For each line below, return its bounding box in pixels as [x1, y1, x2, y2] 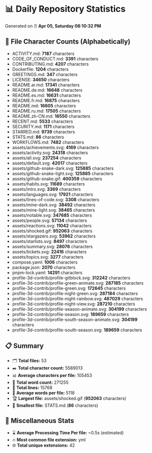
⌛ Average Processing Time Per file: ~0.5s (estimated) [12, 430, 124, 436]
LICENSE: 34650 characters [12, 77, 70, 82]
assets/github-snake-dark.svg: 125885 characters [12, 165, 114, 171]
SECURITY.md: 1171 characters [12, 123, 75, 130]
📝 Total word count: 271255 [12, 379, 69, 385]
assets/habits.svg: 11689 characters [12, 181, 85, 187]
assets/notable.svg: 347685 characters [12, 212, 92, 218]
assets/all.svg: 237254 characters [12, 155, 82, 160]
